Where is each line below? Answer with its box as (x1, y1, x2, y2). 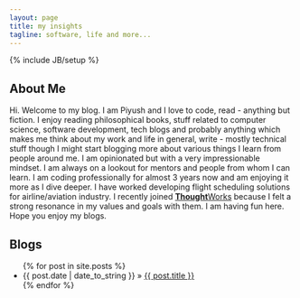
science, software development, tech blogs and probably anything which (9, 124, 281, 135)
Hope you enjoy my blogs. (9, 210, 107, 221)
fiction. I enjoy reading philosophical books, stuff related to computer (9, 115, 267, 126)
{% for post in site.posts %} (22, 261, 127, 271)
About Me (9, 80, 66, 96)
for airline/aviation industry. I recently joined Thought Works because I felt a (9, 191, 292, 202)
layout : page (9, 13, 59, 23)
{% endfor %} (22, 280, 75, 290)
